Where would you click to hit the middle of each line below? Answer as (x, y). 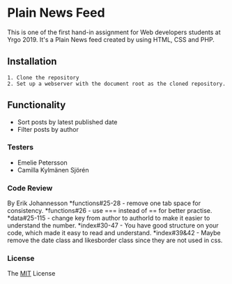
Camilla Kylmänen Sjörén (53, 170)
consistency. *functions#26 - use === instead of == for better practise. (110, 211)
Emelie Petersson (42, 163)
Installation (32, 62)
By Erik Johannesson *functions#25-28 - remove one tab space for (104, 203)
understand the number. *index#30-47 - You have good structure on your (113, 225)
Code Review (30, 188)
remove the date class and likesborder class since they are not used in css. (115, 240)
